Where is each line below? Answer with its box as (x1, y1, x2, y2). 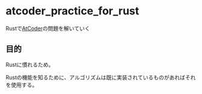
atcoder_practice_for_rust (5, 4, 139, 18)
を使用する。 (5, 81, 37, 88)
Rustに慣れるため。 (5, 61, 54, 68)
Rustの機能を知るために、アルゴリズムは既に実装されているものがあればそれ (5, 74, 196, 81)
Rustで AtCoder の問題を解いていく (5, 25, 90, 32)
